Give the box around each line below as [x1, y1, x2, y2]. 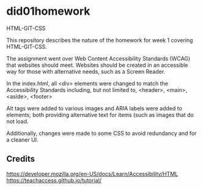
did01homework [6, 4, 90, 18]
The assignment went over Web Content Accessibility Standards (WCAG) [6, 55, 191, 62]
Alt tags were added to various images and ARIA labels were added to [6, 104, 182, 112]
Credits [6, 154, 35, 164]
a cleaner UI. [6, 136, 39, 143]
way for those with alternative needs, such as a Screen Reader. [6, 67, 166, 75]
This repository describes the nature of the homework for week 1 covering [6, 36, 193, 44]
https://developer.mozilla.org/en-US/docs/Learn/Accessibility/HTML [6, 170, 179, 177]
